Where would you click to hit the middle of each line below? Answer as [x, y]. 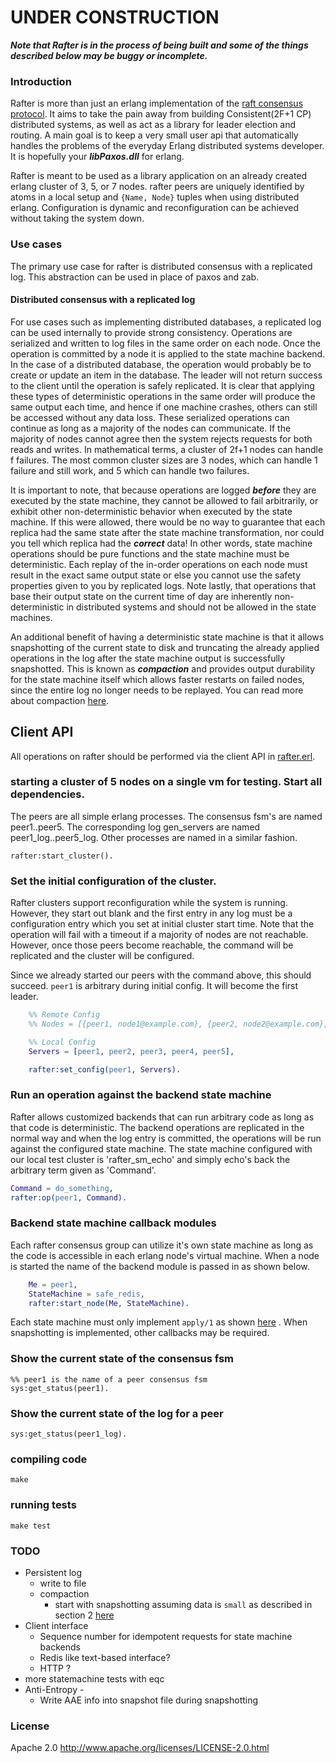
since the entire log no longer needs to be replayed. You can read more [157, 690]
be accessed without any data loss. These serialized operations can [150, 417]
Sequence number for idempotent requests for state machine [166, 1636]
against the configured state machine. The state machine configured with [161, 1148]
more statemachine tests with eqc [94, 1678]
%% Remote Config [64, 1015]
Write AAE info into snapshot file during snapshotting [149, 1700]
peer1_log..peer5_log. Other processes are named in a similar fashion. [154, 837]
